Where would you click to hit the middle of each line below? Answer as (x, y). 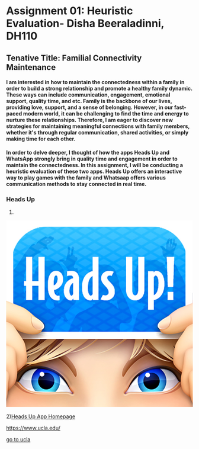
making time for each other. (41, 139)
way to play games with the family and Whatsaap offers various (86, 177)
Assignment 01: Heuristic (70, 11)
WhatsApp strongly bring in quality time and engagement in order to (92, 159)
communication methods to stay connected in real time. (76, 184)
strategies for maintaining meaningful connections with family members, (98, 126)
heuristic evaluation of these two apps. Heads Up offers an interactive (94, 171)
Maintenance (31, 67)
